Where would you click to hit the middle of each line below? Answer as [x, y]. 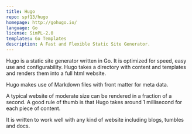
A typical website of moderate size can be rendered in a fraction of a [89, 96]
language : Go [22, 28]
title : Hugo [20, 11]
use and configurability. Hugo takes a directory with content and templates [96, 67]
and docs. [18, 126]
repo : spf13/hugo [27, 17]
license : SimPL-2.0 [30, 33]
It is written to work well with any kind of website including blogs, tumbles [95, 119]
